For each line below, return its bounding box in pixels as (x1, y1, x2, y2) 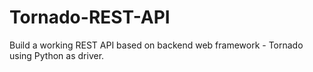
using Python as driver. (9, 49, 105, 61)
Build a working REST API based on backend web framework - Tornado (9, 39, 304, 51)
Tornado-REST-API (9, 6, 171, 29)
